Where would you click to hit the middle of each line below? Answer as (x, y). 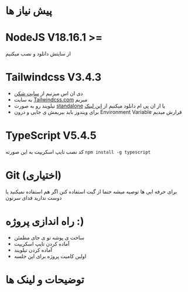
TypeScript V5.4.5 (51, 136)
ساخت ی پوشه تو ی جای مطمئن (49, 237)
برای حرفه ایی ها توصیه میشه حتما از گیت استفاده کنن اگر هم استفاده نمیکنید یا (91, 192)
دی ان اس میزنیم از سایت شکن (48, 93)
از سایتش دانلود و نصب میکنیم (38, 54)
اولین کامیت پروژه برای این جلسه (50, 256)
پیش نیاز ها (29, 11)
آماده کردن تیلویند (33, 250)
